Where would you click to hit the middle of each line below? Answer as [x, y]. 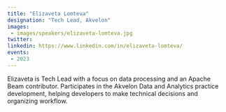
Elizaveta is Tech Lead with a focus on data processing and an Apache [109, 79]
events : [19, 53]
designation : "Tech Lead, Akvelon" [59, 20]
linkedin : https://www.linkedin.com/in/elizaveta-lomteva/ [95, 46]
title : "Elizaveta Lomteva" [48, 14]
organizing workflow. [37, 101]
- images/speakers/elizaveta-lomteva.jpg [71, 33]
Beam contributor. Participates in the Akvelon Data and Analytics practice [113, 86]
